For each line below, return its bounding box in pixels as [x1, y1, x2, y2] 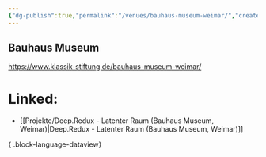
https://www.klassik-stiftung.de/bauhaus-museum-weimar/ [8, 62, 202, 71]
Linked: [8, 90, 59, 108]
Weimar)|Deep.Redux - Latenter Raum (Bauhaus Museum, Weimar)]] [19, 124, 244, 134]
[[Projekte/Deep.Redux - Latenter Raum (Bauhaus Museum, [19, 116, 215, 125]
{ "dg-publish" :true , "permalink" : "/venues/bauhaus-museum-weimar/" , [8, 11, 236, 20]
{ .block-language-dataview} [8, 140, 102, 149]
